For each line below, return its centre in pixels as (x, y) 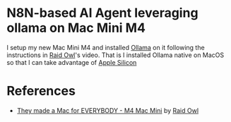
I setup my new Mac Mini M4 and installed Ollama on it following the (106, 47)
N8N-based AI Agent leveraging (102, 13)
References (41, 91)
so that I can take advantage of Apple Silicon (72, 62)
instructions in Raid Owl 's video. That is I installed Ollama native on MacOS (115, 55)
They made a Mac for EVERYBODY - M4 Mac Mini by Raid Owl (108, 110)
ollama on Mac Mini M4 (76, 28)
